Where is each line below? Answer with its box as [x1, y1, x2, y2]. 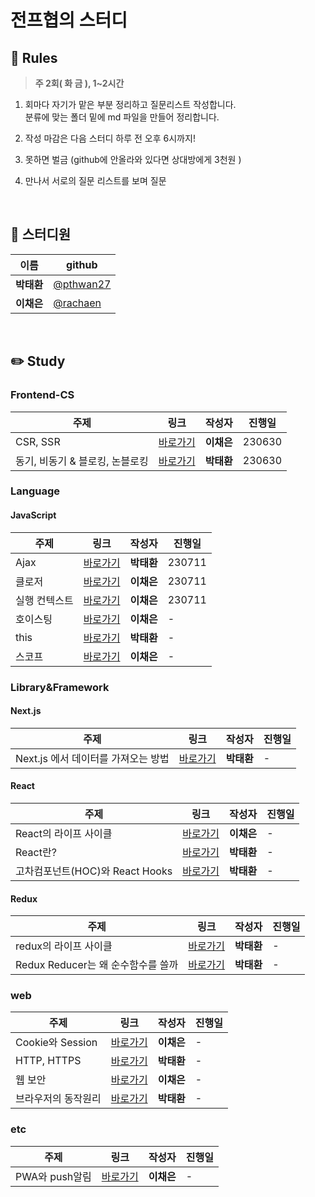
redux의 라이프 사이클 [15, 939, 113, 953]
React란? [15, 845, 57, 859]
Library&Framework [10, 680, 110, 694]
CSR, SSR [15, 434, 61, 448]
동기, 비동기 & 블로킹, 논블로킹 [15, 454, 149, 468]
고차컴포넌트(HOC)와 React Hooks [15, 864, 173, 878]
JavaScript [10, 509, 57, 521]
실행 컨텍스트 [15, 593, 74, 607]
